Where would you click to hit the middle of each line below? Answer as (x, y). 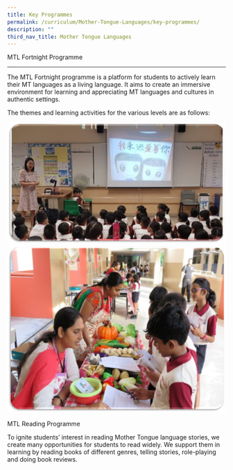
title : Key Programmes (40, 15)
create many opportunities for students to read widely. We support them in (114, 445)
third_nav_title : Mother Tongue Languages (69, 37)
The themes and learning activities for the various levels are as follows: (109, 113)
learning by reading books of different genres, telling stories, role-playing (112, 452)
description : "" (31, 29)
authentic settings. (34, 99)
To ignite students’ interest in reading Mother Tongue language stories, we (113, 437)
